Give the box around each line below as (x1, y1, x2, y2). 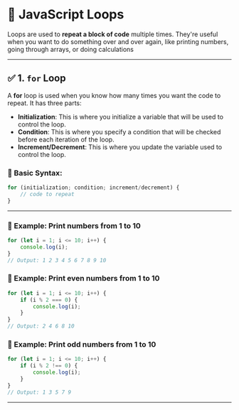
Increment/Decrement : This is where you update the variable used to (17, 142, 223, 151)
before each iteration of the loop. (17, 135, 115, 144)
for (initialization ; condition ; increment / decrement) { (7, 184, 180, 191)
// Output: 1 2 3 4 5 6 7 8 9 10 (7, 257, 107, 264)
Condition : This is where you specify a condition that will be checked (17, 127, 221, 136)
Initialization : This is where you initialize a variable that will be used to (17, 112, 224, 121)
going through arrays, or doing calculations (7, 45, 134, 53)
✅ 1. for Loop (7, 72, 66, 85)
